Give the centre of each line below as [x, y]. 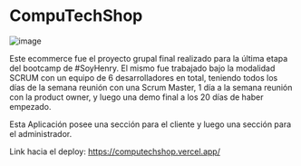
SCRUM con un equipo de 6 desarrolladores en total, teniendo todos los [144, 77]
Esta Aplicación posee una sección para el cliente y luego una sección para [150, 124]
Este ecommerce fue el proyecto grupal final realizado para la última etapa [149, 58]
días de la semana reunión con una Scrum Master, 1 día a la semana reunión [151, 87]
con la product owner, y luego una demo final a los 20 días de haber [137, 97]
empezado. [30, 106]
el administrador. [41, 133]
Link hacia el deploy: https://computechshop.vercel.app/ [115, 151]
